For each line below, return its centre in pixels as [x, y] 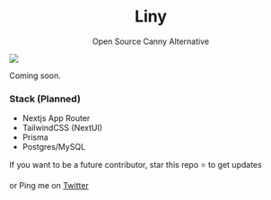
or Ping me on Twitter [49, 186]
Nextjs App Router [56, 118]
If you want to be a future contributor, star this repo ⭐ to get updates [135, 165]
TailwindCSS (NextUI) [62, 128]
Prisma [35, 137]
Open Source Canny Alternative [151, 41]
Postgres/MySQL [54, 147]
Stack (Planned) [45, 99]
